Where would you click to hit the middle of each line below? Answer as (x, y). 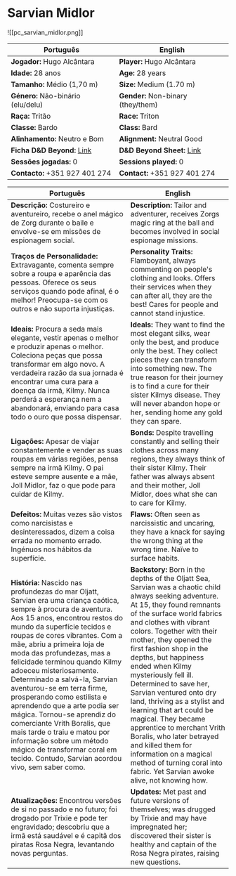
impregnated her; (159, 827)
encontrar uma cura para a (55, 381)
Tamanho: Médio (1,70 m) (54, 84)
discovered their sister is (171, 835)
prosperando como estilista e (59, 697)
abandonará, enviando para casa (65, 407)
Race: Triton (139, 116)
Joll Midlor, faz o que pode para (63, 485)
